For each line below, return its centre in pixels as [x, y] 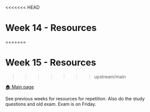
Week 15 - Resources [51, 63]
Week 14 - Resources [51, 28]
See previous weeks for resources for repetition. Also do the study [75, 98]
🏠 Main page [20, 87]
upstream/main [110, 76]
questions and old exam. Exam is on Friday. [51, 104]
